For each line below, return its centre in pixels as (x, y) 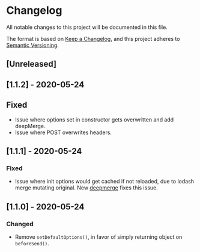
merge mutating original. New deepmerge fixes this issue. (86, 188)
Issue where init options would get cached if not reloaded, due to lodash (104, 182)
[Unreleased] (32, 64)
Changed (20, 224)
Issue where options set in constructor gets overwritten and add (94, 119)
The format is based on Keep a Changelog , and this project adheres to (93, 38)
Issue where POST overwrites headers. (63, 132)
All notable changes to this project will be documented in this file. (87, 27)
